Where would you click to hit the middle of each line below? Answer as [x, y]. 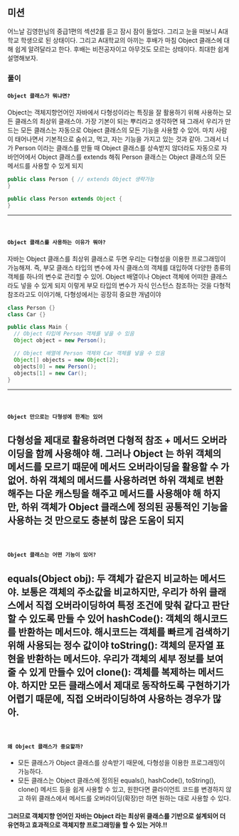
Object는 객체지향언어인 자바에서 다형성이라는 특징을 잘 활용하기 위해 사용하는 [116, 112]
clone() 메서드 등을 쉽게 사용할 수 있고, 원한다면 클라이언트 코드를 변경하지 [121, 790]
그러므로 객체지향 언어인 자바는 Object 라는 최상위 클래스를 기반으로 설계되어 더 [117, 816]
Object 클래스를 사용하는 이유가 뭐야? [57, 243]
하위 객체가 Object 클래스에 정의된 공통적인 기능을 [124, 507]
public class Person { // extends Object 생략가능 [81, 179]
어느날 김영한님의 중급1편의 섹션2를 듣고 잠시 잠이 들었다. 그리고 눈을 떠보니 [112, 31]
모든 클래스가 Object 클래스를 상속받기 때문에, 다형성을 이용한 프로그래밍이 [121, 763]
